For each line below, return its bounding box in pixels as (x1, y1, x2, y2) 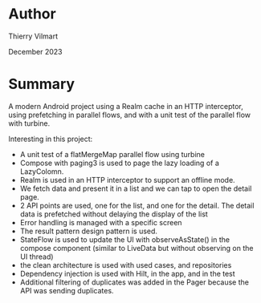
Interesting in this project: (8, 134, 93, 143)
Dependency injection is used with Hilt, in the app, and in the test (19, 269, 235, 278)
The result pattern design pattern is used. (19, 226, 158, 236)
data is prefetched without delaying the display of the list (19, 209, 209, 219)
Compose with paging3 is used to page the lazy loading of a (19, 158, 219, 168)
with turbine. (8, 118, 51, 128)
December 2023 (8, 46, 63, 56)
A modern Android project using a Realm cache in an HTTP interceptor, (8, 101, 243, 111)
